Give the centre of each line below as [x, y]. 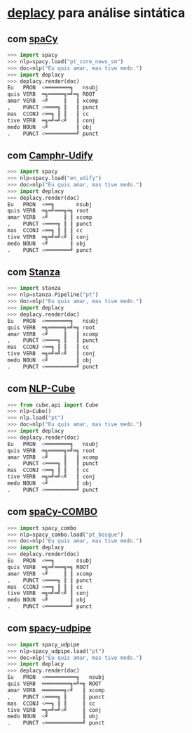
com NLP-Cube [41, 389]
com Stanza [34, 272]
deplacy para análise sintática [96, 13]
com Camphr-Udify [50, 155]
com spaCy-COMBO [53, 512]
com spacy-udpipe [49, 629]
